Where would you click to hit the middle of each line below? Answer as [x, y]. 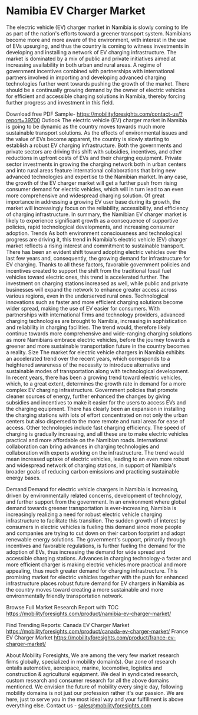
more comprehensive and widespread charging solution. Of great [85, 195]
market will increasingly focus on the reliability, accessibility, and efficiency [97, 208]
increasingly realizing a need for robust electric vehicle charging [84, 514]
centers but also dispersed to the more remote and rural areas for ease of [95, 421]
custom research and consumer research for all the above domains [88, 680]
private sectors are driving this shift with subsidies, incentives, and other [94, 151]
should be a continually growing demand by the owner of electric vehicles [96, 90]
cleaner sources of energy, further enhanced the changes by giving [88, 396]
